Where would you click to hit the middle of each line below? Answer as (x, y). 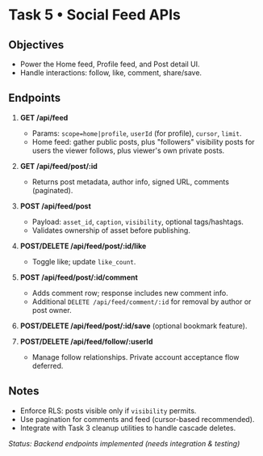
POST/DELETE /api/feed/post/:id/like (83, 246)
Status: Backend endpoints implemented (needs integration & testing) (124, 443)
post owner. (52, 310)
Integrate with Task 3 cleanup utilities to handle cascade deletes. (128, 428)
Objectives (36, 45)
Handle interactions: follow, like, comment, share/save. (111, 73)
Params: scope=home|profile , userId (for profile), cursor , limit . (137, 133)
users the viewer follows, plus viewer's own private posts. (128, 150)
